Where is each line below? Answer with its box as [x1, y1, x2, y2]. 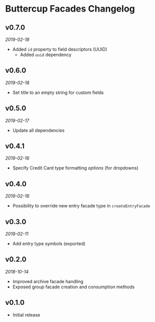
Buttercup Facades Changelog [5, 3, 135, 15]
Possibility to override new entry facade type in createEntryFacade [12, 203, 150, 209]
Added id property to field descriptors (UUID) [12, 46, 107, 52]
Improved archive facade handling [12, 278, 84, 284]
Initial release [12, 311, 40, 318]
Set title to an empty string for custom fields [12, 89, 104, 95]
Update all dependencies [12, 127, 65, 133]
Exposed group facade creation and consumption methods [12, 284, 135, 290]
